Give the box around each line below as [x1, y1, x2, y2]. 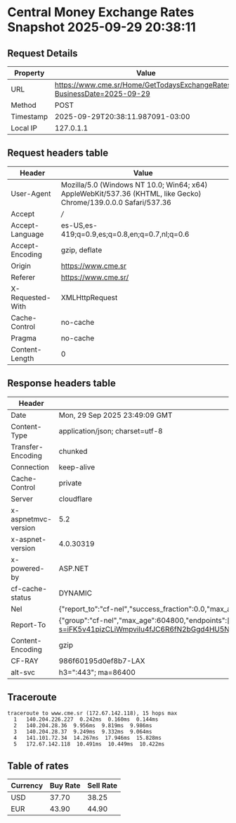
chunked [58, 446, 88, 456]
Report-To [11, 619, 46, 629]
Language [11, 229, 44, 239]
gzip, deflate [60, 245, 103, 254]
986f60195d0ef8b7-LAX [58, 656, 145, 666]
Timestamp [11, 112, 48, 121]
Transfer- [11, 442, 44, 452]
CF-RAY [11, 656, 39, 666]
